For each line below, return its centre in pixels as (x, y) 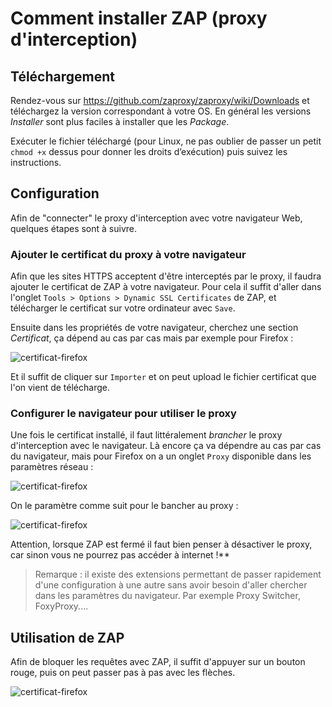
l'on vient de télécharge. (60, 388)
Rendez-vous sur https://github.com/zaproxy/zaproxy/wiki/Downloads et (160, 100)
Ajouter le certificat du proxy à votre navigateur (128, 254)
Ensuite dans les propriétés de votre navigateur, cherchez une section (154, 328)
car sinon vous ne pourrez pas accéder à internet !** (120, 555)
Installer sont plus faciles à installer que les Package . (120, 121)
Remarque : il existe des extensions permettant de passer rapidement (178, 574)
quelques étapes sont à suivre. (74, 228)
